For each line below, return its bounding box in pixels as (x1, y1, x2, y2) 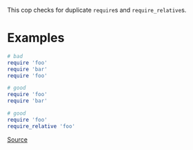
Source (7, 135, 28, 144)
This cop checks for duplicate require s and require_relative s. (7, 6, 187, 14)
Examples (7, 30, 65, 46)
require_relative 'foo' (7, 122, 76, 130)
